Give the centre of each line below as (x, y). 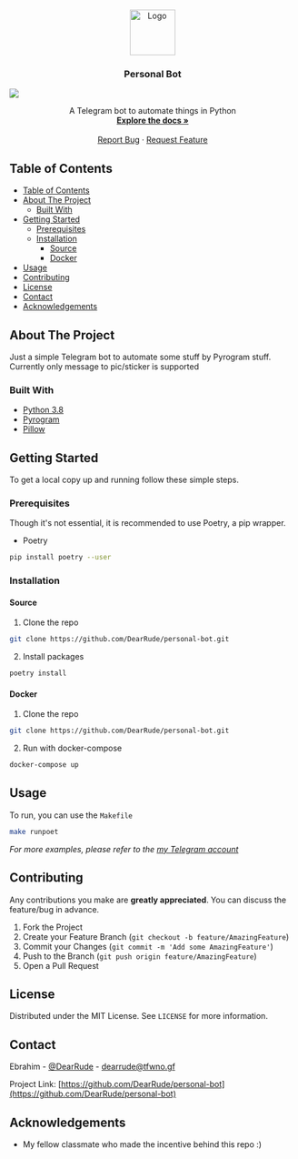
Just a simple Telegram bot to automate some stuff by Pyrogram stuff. (140, 357)
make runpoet (34, 831)
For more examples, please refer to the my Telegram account (124, 849)
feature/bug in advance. (55, 909)
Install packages (53, 657)
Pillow (34, 429)
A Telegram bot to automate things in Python (153, 111)
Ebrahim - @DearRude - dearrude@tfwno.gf (92, 1067)
